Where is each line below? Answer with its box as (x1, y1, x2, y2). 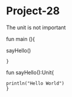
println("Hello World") (6, 80, 65, 86)
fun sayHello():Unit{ (6, 68, 54, 76)
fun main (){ (6, 35, 35, 42)
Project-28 (6, 4, 60, 18)
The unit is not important (6, 24, 66, 31)
